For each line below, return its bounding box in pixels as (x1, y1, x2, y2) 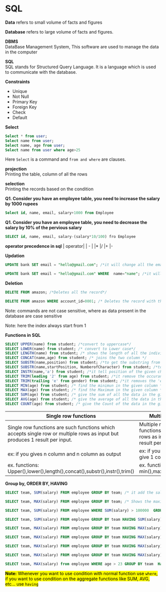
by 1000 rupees (5, 201, 38, 207)
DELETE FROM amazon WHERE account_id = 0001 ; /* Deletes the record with (5, 299, 156, 304)
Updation (5, 253, 25, 259)
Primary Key (12, 98, 38, 104)
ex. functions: (7, 461, 40, 468)
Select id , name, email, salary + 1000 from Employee (5, 211, 114, 216)
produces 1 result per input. (7, 436, 73, 443)
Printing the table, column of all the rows (5, 171, 87, 177)
